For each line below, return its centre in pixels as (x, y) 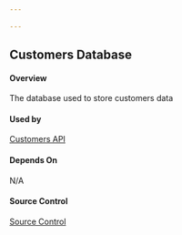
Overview (28, 77)
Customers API (38, 139)
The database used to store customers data (91, 98)
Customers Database (71, 55)
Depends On (33, 160)
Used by (25, 118)
